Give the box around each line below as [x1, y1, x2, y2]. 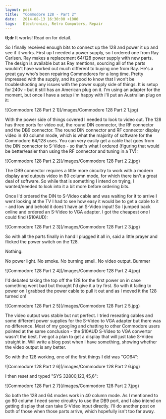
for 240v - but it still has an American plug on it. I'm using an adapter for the [5, 87, 161, 93]
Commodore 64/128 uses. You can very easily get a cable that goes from [5, 138, 155, 144]
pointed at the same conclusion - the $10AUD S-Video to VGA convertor [5, 328, 152, 334]
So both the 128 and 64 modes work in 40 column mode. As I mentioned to [5, 393, 159, 399]
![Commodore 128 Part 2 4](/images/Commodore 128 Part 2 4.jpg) [5, 268, 140, 274]
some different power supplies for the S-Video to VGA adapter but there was [5, 318, 161, 324]
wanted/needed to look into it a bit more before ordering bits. [5, 184, 130, 190]
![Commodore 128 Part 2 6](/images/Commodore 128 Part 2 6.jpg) [5, 364, 140, 370]
